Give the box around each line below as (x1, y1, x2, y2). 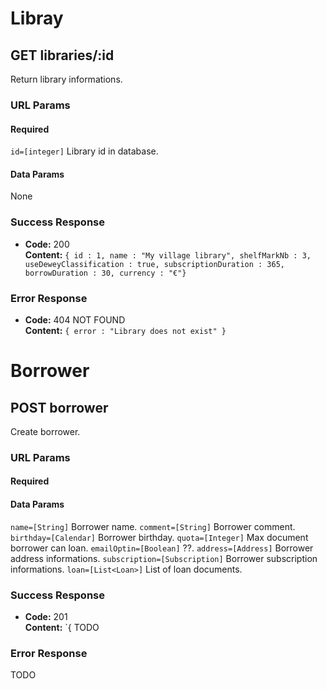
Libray (10, 7, 64, 30)
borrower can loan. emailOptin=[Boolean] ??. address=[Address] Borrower (10, 542, 314, 554)
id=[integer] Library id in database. (10, 145, 159, 157)
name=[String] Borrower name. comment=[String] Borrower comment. (10, 520, 296, 532)
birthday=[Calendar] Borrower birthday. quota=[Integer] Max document (10, 531, 309, 543)
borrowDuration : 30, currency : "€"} (24, 268, 187, 278)
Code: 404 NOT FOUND (24, 313, 126, 326)
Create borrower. (10, 425, 81, 437)
